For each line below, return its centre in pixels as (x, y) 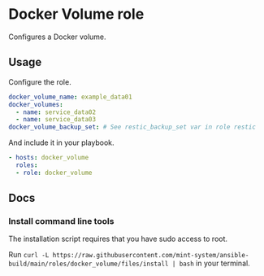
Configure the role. (40, 81)
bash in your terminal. (214, 263)
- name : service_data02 (56, 112)
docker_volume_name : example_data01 (70, 97)
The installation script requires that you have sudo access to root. (118, 239)
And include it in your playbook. (62, 142)
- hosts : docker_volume (49, 158)
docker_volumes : (36, 104)
